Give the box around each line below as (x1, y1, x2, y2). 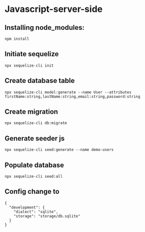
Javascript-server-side (4, 3, 103, 15)
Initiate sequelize (4, 50, 59, 58)
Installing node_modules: (4, 23, 85, 32)
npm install (4, 36, 29, 41)
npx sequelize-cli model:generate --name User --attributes (4, 89, 132, 95)
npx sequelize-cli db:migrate (4, 121, 68, 126)
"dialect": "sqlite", (13, 209, 58, 214)
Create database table (4, 77, 75, 85)
